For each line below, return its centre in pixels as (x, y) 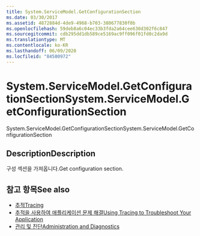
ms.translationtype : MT (36, 40)
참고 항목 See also (38, 189)
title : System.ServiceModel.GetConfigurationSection (74, 12)
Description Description (51, 153)
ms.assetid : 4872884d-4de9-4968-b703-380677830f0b (71, 23)
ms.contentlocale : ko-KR (37, 46)
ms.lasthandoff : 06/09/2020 (41, 51)
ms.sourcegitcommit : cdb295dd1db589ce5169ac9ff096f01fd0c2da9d (87, 34)
